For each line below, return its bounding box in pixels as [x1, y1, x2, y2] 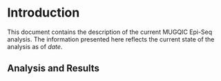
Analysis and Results [7, 62, 100, 74]
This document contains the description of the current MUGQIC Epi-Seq [7, 28, 213, 36]
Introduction [7, 5, 80, 21]
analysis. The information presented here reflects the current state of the [7, 35, 215, 43]
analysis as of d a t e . [7, 42, 63, 51]
